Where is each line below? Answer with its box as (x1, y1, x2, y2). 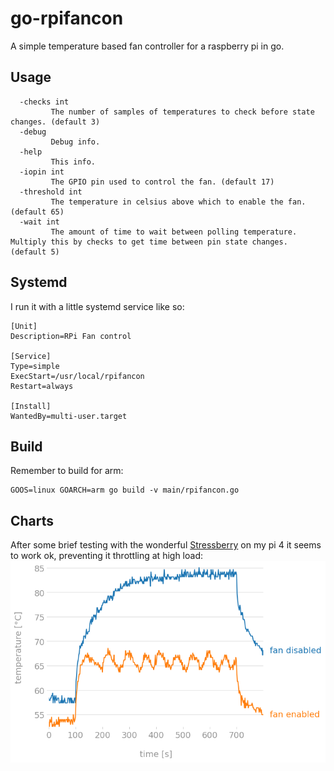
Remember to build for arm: (10, 465, 124, 477)
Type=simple (10, 361, 60, 371)
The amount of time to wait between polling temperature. (50, 227, 298, 237)
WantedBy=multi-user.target (10, 411, 128, 421)
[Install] (10, 401, 52, 411)
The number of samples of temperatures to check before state (50, 107, 315, 117)
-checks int (19, 97, 70, 107)
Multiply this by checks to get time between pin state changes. (10, 237, 288, 247)
